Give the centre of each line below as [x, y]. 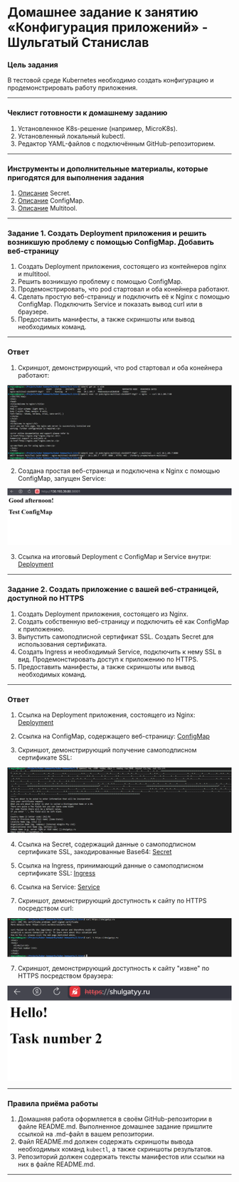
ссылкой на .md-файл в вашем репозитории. [86, 1134]
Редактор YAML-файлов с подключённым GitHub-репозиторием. [116, 144]
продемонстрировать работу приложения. [73, 88]
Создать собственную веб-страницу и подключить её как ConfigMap [123, 621]
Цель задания [33, 65]
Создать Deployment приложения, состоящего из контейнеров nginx [122, 267]
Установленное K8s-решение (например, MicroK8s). [97, 128]
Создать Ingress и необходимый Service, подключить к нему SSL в [119, 651]
